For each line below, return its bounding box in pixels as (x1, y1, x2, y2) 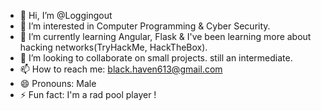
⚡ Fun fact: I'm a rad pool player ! (19, 89, 157, 100)
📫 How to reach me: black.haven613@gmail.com (19, 63, 223, 75)
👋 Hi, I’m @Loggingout (19, 10, 113, 21)
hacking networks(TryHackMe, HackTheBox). (19, 41, 208, 53)
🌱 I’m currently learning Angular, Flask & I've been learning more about (19, 31, 312, 42)
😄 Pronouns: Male (19, 78, 97, 89)
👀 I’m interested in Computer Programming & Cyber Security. (19, 20, 271, 32)
